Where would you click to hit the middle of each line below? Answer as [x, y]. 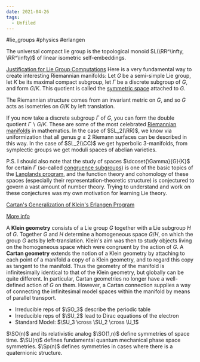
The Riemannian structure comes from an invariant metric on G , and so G [96, 100]
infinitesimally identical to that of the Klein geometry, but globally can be [95, 272]
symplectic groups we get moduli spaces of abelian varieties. [81, 150]
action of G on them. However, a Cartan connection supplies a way [109, 285]
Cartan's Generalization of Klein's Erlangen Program [70, 205]
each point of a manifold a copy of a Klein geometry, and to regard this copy [100, 260]
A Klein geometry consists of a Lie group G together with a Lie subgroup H [99, 228]
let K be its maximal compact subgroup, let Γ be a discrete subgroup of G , [97, 82]
